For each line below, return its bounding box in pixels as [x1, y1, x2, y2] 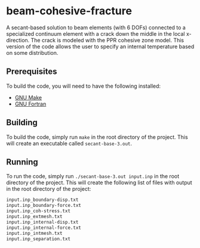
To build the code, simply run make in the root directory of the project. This [6, 133, 188, 141]
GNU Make [14, 94, 42, 101]
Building [6, 117, 38, 128]
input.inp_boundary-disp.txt [6, 197, 79, 203]
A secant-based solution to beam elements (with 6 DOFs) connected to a [6, 24, 186, 31]
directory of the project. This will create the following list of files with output [6, 179, 192, 186]
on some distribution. [6, 49, 59, 56]
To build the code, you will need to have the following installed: [6, 82, 161, 89]
